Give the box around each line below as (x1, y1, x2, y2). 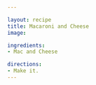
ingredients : (7, 42, 46, 49)
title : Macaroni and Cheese (7, 22, 90, 30)
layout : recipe (7, 16, 52, 23)
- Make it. (7, 68, 39, 75)
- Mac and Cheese (7, 48, 58, 56)
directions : (7, 61, 42, 68)
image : (7, 29, 27, 36)
